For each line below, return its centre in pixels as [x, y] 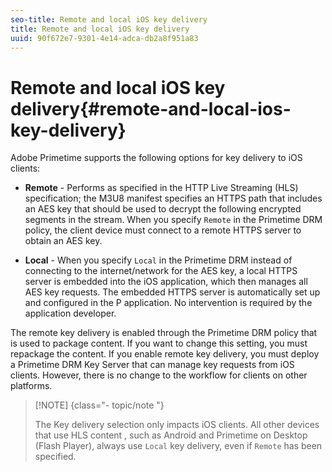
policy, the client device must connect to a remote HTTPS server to [163, 230]
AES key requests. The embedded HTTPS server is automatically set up [172, 292]
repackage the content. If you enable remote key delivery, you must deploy [165, 354]
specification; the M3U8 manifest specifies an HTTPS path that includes [173, 198]
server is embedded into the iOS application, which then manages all [166, 282]
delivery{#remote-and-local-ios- [151, 108]
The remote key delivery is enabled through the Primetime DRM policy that [164, 333]
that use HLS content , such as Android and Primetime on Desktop [171, 435]
